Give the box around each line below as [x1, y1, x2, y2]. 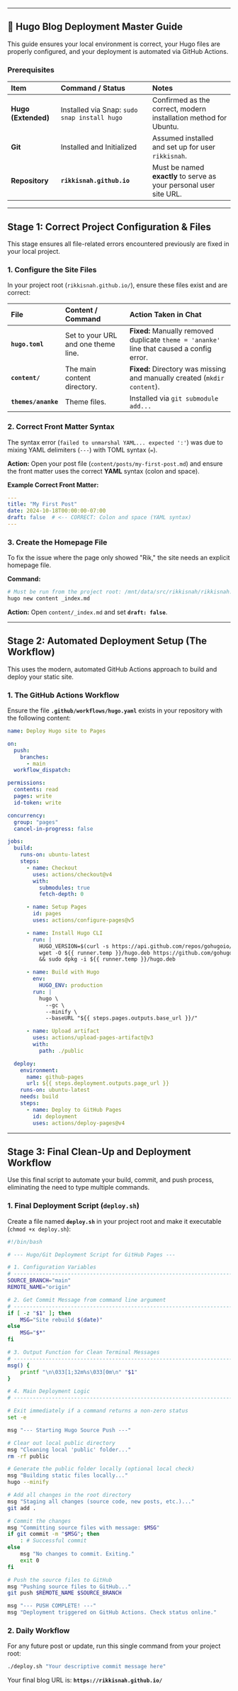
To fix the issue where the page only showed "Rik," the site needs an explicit [7, 554, 230, 562]
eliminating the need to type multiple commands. [7, 1183, 150, 1192]
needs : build [20, 1093, 59, 1100]
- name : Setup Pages [25, 903, 87, 911]
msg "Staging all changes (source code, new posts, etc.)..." [7, 1497, 195, 1505]
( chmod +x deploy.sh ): [7, 1224, 72, 1233]
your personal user [152, 180, 215, 190]
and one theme [64, 340, 115, 350]
